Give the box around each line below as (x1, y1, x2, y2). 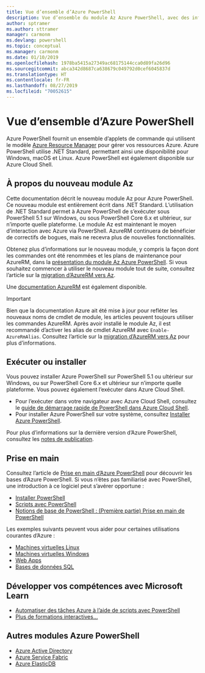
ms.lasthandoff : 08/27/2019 (6, 83, 78, 89)
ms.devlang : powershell (6, 37, 67, 43)
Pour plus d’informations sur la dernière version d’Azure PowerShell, (6, 429, 178, 436)
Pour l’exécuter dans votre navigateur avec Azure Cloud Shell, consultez (15, 398, 197, 405)
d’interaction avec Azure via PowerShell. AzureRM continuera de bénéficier (6, 227, 196, 234)
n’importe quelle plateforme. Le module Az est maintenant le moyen (6, 220, 177, 228)
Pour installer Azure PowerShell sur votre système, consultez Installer (15, 411, 190, 418)
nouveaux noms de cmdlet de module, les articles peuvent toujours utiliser (6, 313, 194, 320)
